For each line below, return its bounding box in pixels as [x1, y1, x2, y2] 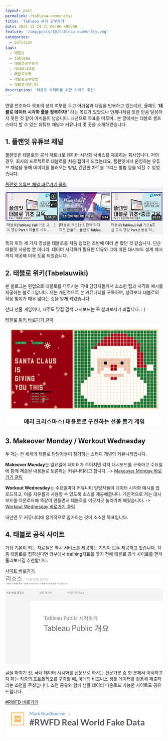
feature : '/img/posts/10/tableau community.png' [5, 29, 109, 35]
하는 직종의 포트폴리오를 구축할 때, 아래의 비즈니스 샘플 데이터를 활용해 [10, 676, 148, 682]
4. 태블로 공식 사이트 [5, 530, 65, 539]
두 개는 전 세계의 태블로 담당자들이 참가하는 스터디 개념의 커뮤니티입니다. [5, 451, 147, 457]
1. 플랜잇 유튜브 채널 [5, 138, 64, 146]
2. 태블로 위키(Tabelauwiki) [5, 269, 89, 277]
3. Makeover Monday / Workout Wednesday [5, 437, 145, 445]
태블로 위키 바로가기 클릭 [5, 317, 54, 323]
